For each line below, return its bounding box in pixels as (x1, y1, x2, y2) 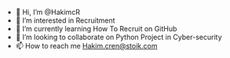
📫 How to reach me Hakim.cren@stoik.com (15, 42, 158, 50)
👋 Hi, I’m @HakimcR (15, 8, 81, 16)
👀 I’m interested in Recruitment (15, 16, 115, 25)
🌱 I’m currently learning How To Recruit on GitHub (15, 24, 177, 33)
